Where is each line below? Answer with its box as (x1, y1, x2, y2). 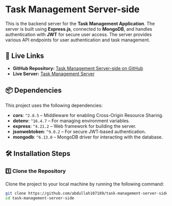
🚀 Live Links (5, 52, 45, 60)
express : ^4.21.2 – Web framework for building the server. (12, 123, 137, 129)
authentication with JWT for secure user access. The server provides (5, 31, 152, 37)
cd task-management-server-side (5, 196, 74, 201)
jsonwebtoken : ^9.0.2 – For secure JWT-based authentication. (12, 128, 146, 134)
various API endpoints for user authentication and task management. (5, 37, 150, 43)
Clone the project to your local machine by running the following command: (5, 181, 164, 187)
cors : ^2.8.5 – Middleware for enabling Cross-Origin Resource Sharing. (12, 112, 164, 118)
